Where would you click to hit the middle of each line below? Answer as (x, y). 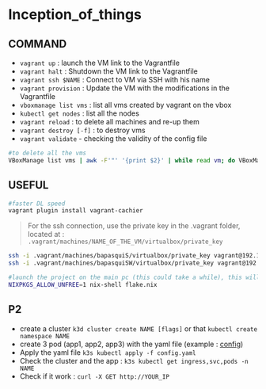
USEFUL (28, 185)
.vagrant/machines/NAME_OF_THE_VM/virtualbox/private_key (125, 242)
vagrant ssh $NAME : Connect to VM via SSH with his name (114, 80)
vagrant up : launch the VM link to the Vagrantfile (100, 63)
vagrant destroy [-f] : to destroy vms (82, 130)
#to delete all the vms (47, 153)
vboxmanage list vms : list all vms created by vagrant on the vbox (125, 105)
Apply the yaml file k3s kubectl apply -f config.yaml (108, 352)
